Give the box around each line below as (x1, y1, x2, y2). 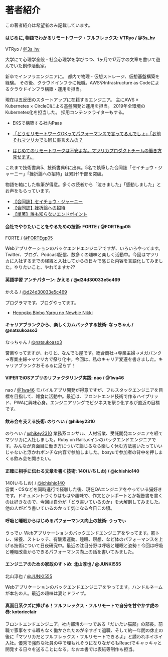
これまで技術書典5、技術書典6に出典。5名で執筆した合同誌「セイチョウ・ (5, 164, 158, 171)
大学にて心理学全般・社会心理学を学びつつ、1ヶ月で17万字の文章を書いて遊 (5, 56, 160, 63)
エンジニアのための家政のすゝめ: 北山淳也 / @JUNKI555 (5, 561, 121, 567)
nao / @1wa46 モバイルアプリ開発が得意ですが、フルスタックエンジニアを (5, 387, 159, 393)
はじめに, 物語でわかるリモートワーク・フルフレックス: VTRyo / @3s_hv (5, 35, 155, 41)
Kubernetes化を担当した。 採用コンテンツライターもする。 (5, 109, 127, 116)
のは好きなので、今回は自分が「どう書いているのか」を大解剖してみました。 (5, 499, 163, 505)
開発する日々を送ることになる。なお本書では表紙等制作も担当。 (5, 646, 137, 652)
